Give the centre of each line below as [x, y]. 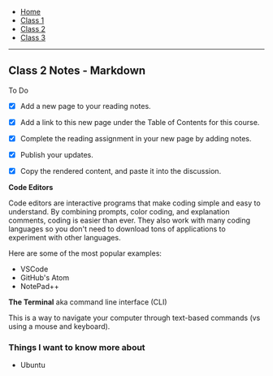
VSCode [34, 269]
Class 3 [33, 37]
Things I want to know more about [77, 348]
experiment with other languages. [65, 238]
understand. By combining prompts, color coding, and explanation [119, 212]
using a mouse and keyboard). [59, 326]
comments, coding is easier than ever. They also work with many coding [129, 220]
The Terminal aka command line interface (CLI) [88, 302]
